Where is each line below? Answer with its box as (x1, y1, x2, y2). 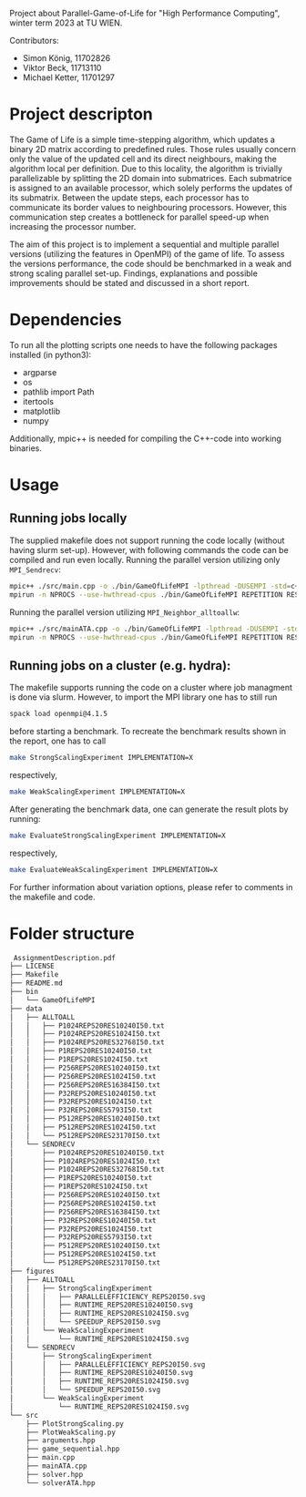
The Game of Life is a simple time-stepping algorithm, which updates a (9, 134, 276, 145)
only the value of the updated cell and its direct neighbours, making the (9, 153, 278, 164)
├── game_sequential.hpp (25, 1444, 120, 1454)
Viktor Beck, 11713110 (22, 63, 102, 73)
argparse (22, 366, 57, 377)
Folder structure (9, 923, 135, 944)
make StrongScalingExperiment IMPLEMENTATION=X (9, 754, 194, 763)
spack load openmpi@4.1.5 (9, 710, 107, 719)
